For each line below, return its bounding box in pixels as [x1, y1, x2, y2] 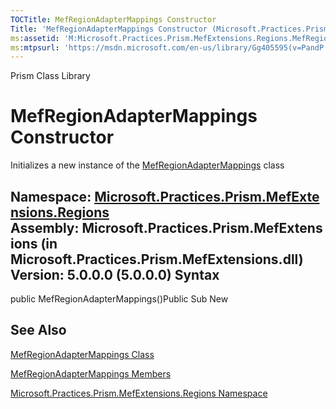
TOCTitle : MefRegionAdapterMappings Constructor [10, 14, 217, 25]
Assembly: [10, 219, 80, 236]
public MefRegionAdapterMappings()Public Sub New [10, 293, 229, 305]
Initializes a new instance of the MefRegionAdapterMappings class [10, 159, 285, 171]
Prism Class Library [10, 70, 91, 82]
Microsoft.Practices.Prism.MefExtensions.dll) [10, 251, 304, 268]
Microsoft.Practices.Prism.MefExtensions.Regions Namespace [10, 387, 268, 399]
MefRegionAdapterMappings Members [10, 367, 172, 380]
